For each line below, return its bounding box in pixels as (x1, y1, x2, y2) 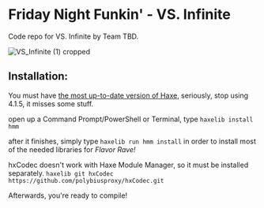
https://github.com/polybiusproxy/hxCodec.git (8, 176, 164, 184)
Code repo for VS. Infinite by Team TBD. (8, 32, 139, 41)
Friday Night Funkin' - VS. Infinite (8, 6, 232, 24)
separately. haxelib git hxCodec (8, 168, 114, 178)
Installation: (8, 69, 69, 84)
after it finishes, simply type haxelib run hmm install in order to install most (8, 136, 257, 146)
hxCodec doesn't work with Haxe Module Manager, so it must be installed (8, 160, 249, 169)
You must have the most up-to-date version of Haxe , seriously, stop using (8, 91, 249, 100)
